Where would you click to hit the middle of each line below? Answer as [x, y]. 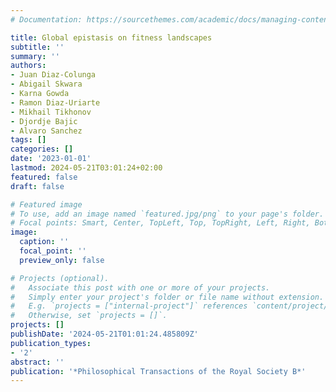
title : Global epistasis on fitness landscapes [111, 37]
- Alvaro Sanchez [46, 131]
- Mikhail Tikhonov [51, 112]
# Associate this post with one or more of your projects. [140, 287]
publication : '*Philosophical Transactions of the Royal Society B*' [158, 371]
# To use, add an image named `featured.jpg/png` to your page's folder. [167, 214]
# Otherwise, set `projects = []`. [89, 316]
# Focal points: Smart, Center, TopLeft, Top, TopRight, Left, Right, [160, 223]
